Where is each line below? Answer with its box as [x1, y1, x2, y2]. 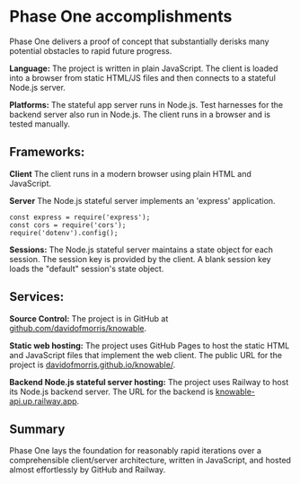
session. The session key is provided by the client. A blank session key [9, 253, 271, 264]
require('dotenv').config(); [9, 228, 119, 237]
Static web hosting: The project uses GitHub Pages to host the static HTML [9, 339, 290, 351]
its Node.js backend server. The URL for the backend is [9, 386, 214, 397]
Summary [9, 421, 66, 436]
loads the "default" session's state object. [9, 263, 164, 274]
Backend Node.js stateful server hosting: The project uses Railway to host [9, 376, 289, 387]
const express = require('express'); [9, 213, 151, 222]
